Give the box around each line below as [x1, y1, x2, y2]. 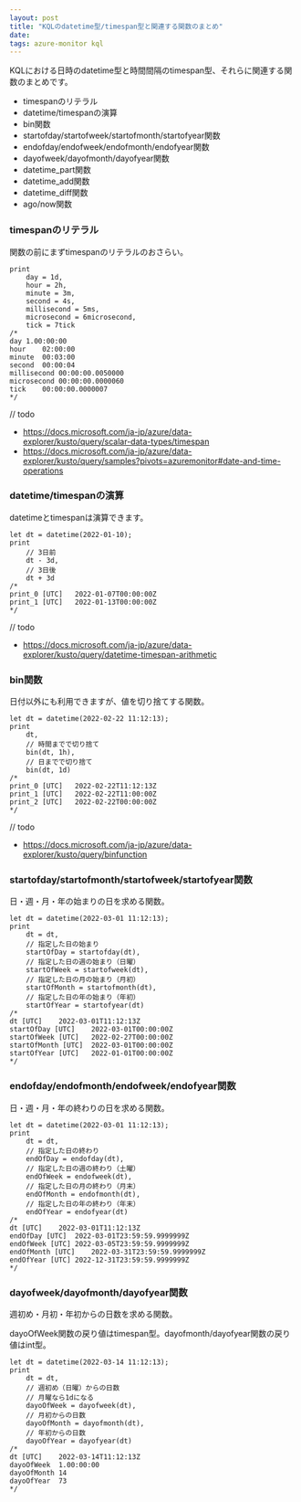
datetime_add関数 [22, 175, 90, 187]
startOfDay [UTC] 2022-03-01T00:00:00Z [9, 1025, 173, 1034]
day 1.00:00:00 [9, 336, 67, 345]
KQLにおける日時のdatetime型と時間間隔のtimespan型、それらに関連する [9, 65, 285, 76]
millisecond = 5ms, [26, 304, 100, 313]
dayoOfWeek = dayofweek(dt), [26, 1402, 137, 1411]
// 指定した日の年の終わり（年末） [26, 1199, 140, 1209]
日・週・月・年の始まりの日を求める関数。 [9, 896, 170, 907]
